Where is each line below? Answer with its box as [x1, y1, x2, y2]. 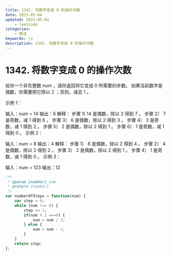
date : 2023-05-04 [5, 12, 42, 17]
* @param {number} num [7, 179, 56, 184]
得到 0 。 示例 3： [23, 153, 61, 159]
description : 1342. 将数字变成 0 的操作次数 [5, 41, 94, 46]
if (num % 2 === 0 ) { [24, 212, 66, 218]
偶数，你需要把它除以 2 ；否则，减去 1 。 [5, 89, 91, 95]
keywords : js [5, 36, 33, 41]
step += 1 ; [24, 208, 47, 213]
